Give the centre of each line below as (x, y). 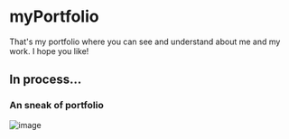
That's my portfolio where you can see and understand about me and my (145, 42)
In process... (46, 80)
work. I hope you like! (49, 51)
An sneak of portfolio (56, 106)
